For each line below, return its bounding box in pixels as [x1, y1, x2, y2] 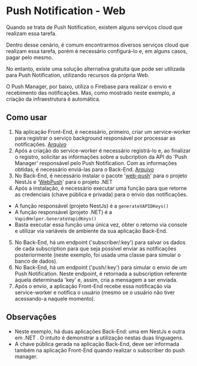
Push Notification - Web [6, 4, 126, 18]
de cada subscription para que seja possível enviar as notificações [14, 245, 176, 252]
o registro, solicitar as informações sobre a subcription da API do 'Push [14, 153, 187, 160]
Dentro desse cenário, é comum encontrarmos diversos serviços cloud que [6, 41, 189, 48]
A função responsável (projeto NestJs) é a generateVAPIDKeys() [14, 202, 169, 209]
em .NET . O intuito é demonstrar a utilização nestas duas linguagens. [14, 334, 184, 341]
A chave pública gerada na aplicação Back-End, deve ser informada [14, 340, 179, 347]
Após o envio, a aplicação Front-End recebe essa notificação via [14, 282, 172, 289]
